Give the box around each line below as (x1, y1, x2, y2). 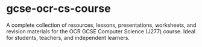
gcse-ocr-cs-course (6, 2, 111, 15)
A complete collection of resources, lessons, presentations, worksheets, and (6, 21, 197, 29)
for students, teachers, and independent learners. (6, 34, 130, 41)
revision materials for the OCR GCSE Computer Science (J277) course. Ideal (6, 27, 196, 35)
